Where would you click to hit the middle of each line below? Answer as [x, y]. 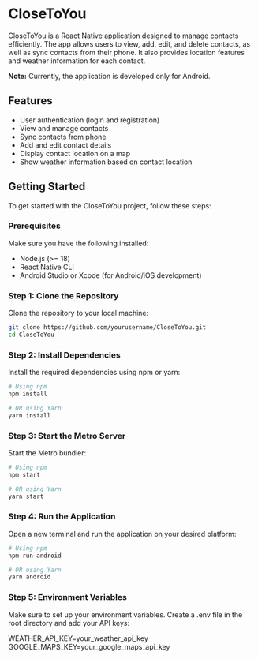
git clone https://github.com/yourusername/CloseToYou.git [107, 328]
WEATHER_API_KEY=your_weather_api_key [78, 638]
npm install [28, 394]
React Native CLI [47, 267]
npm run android [35, 556]
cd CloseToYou [32, 335]
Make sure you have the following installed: [79, 243]
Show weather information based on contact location [106, 162]
